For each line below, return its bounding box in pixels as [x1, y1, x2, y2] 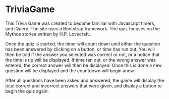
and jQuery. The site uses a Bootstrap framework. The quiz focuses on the [5, 25, 160, 31]
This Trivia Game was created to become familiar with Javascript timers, [5, 20, 155, 26]
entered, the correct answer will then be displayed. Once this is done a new [5, 62, 162, 68]
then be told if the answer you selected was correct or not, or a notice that [5, 52, 160, 58]
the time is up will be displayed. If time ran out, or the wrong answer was [5, 57, 156, 63]
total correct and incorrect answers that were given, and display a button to [5, 82, 162, 89]
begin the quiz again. [5, 88, 49, 94]
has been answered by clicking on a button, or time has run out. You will [5, 46, 155, 52]
